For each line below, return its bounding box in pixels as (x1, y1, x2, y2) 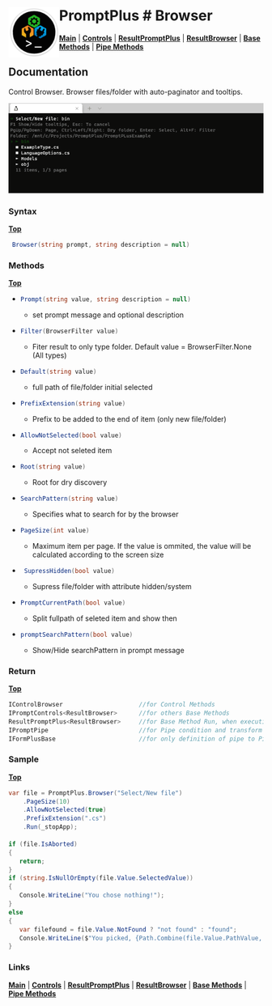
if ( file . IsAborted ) (8, 840, 79, 848)
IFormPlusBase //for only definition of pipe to (8, 735, 255, 743)
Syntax (8, 206, 37, 217)
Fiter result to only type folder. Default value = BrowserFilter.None (32, 342, 253, 351)
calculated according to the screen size (32, 550, 164, 560)
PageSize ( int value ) (19, 527, 90, 535)
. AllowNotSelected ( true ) (23, 806, 107, 814)
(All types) (32, 350, 67, 360)
